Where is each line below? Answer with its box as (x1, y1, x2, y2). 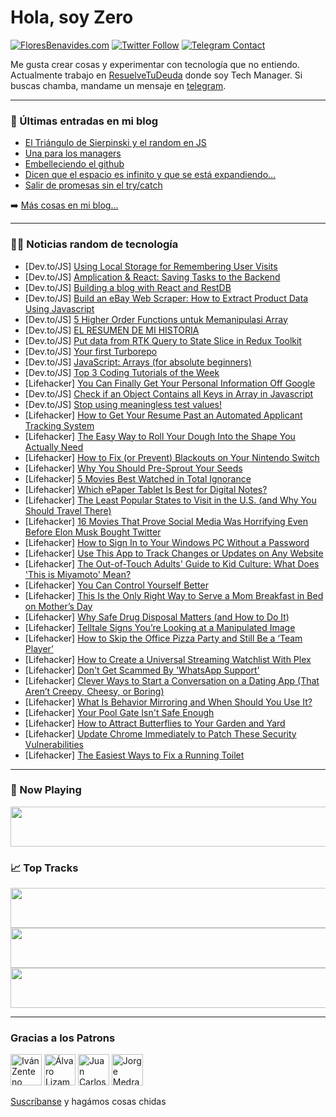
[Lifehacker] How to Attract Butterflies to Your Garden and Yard (24, 717, 286, 729)
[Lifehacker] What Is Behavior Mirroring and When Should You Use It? (24, 696, 313, 708)
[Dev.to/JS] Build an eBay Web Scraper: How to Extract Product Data (24, 292, 309, 304)
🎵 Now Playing (10, 783, 82, 797)
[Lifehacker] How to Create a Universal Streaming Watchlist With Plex (24, 653, 312, 665)
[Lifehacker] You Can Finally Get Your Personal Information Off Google (24, 377, 316, 389)
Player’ (24, 642, 54, 655)
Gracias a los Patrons (10, 1031, 116, 1045)
